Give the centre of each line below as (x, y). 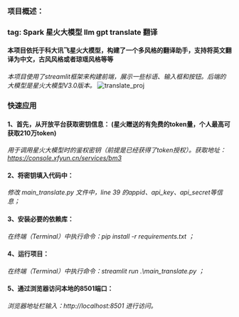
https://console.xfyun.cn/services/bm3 (65, 158)
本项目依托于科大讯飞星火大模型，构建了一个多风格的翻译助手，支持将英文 (116, 51)
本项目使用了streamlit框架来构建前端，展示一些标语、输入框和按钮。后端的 (117, 77)
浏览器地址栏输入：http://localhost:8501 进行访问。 (83, 306)
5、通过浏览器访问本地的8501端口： (60, 289)
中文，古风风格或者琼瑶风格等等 (67, 59)
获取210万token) (32, 132)
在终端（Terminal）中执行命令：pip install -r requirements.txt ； (101, 236)
